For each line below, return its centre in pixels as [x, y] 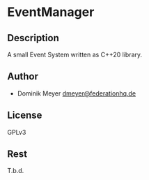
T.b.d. [16, 171]
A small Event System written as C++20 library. [75, 54]
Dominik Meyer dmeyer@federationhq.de [77, 93]
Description [33, 38]
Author [23, 76]
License [25, 115]
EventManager [51, 12]
